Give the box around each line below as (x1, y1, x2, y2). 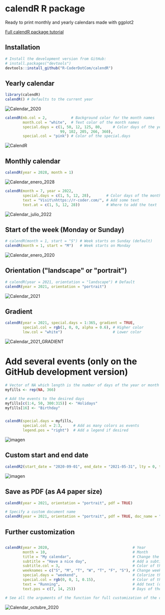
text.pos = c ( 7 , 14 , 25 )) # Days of (23, 586, 153, 591)
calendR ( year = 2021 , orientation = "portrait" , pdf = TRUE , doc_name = (5, 514, 157, 519)
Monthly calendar (5, 157, 60, 165)
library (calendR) (5, 92, 41, 97)
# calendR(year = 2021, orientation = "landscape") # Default (5, 280, 135, 285)
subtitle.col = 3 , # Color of (23, 564, 155, 569)
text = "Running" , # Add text (23, 581, 155, 587)
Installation (5, 43, 40, 52)
